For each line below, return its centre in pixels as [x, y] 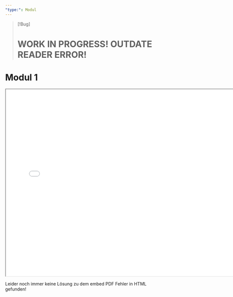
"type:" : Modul [21, 10]
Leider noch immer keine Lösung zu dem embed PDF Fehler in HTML [76, 284]
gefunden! [16, 289]
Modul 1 [22, 77]
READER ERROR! [52, 55]
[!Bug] [24, 24]
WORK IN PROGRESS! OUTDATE [85, 44]
